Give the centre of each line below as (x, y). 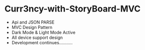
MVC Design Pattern (32, 27)
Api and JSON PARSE (33, 22)
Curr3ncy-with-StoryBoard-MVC (73, 9)
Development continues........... (42, 42)
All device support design (37, 37)
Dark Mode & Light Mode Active (43, 32)
